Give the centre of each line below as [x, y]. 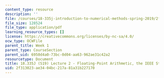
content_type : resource [29, 9]
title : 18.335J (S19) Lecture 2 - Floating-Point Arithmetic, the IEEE [79, 63]
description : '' [21, 14]
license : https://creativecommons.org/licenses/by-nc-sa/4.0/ [70, 37]
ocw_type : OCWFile [24, 41]
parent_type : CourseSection [34, 50]
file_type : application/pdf [34, 28]
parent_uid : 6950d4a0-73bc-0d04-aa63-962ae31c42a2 [58, 55]
